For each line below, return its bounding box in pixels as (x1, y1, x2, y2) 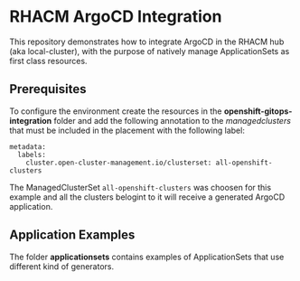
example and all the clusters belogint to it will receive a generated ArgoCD (9, 192, 286, 202)
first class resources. (9, 55, 88, 66)
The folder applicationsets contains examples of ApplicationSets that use (9, 251, 285, 262)
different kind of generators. (9, 260, 115, 272)
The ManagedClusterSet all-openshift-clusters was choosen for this (9, 182, 272, 192)
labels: (17, 150, 47, 159)
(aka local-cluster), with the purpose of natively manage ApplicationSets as (9, 45, 290, 56)
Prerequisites (9, 81, 87, 97)
